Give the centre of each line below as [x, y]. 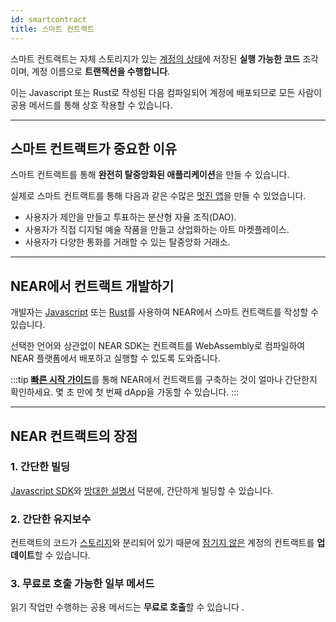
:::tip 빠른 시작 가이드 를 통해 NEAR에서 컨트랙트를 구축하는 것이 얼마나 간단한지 [164, 380]
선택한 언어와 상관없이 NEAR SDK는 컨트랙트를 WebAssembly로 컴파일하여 [158, 346]
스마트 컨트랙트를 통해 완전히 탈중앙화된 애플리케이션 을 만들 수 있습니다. [150, 175]
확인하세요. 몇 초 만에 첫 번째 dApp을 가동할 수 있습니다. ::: [125, 392]
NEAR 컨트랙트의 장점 [74, 436]
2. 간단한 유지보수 [51, 519]
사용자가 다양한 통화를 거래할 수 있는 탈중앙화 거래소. [127, 242]
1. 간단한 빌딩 [40, 467]
